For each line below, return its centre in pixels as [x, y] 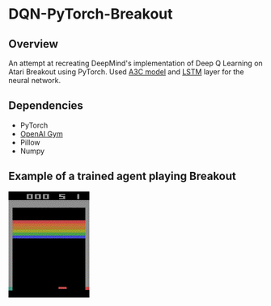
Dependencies [46, 106]
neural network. [35, 80]
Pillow [30, 142]
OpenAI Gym [41, 133]
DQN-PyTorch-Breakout [91, 14]
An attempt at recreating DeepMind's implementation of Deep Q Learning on [135, 63]
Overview [34, 44]
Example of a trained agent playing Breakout [122, 176]
